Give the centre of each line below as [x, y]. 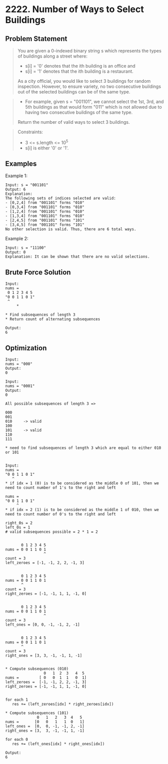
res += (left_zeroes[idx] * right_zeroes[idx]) [63, 704]
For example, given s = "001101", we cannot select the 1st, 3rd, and [94, 101]
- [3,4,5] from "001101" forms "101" [45, 225]
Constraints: [30, 132]
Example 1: [16, 176]
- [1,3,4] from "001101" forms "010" [45, 216]
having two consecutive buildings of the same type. [79, 112]
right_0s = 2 [19, 523]
